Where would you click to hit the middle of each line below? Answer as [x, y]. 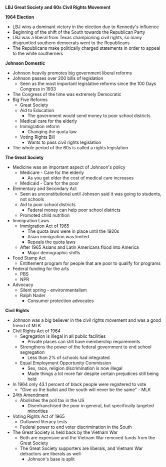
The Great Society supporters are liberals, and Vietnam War [81, 448]
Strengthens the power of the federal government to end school [85, 347]
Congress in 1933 [38, 89]
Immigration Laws [31, 220]
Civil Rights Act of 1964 [36, 331]
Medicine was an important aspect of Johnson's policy [69, 167]
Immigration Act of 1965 [44, 226]
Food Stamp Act [29, 258]
